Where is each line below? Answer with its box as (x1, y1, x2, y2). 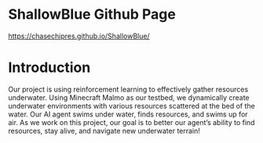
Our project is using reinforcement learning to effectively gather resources (8, 84, 249, 94)
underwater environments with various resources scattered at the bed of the (8, 101, 255, 110)
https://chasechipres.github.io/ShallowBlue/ (8, 31, 151, 41)
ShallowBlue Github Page (8, 5, 177, 23)
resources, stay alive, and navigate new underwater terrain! (8, 126, 200, 135)
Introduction (8, 59, 91, 77)
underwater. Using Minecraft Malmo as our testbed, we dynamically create (8, 92, 250, 102)
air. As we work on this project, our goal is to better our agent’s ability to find (8, 117, 255, 127)
